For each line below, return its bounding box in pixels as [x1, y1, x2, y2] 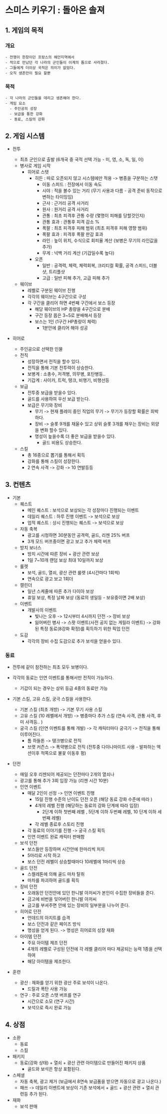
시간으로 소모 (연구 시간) [27, 998, 75, 1004]
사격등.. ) [25, 719, 43, 725]
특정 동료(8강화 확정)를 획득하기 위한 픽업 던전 [40, 626, 130, 632]
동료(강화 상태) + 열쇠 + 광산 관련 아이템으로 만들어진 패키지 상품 [19, 1060, 146, 1066]
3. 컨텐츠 [5, 480, 31, 489]
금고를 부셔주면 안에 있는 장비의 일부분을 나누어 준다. [27, 902, 130, 908]
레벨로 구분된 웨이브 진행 [27, 287, 76, 293]
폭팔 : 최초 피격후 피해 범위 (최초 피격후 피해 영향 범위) [42, 225, 148, 231]
